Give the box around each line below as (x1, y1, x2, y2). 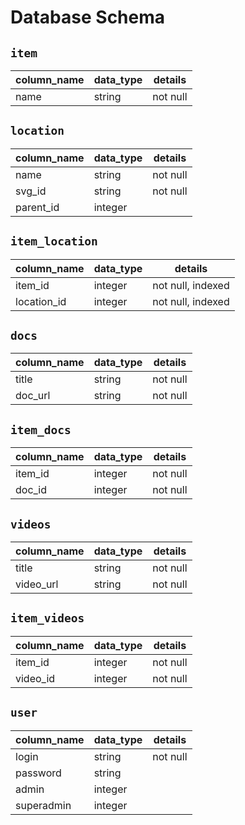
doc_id (15, 483, 48, 497)
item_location (10, 234, 98, 249)
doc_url (15, 389, 51, 403)
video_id (15, 671, 56, 685)
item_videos (10, 611, 85, 626)
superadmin (15, 798, 72, 812)
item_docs (10, 422, 72, 437)
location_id (15, 294, 67, 308)
